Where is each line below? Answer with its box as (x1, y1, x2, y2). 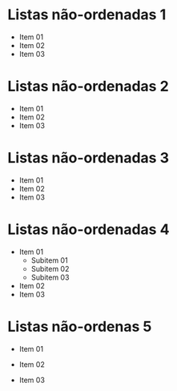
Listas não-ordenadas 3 (7, 149, 170, 167)
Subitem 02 (30, 264, 70, 273)
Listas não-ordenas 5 (7, 317, 152, 336)
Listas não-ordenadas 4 (7, 220, 170, 238)
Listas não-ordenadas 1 (7, 6, 167, 24)
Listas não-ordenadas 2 (7, 78, 169, 95)
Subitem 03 (30, 272, 70, 282)
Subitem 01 (30, 255, 69, 265)
